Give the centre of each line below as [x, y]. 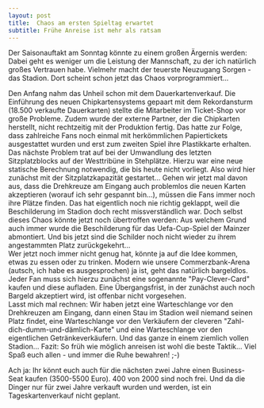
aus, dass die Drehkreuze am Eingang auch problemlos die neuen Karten [127, 187]
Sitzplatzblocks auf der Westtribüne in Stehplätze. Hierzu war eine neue [126, 161]
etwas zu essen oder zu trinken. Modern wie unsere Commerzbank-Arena [129, 262]
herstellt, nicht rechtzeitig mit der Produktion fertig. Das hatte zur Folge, [125, 127]
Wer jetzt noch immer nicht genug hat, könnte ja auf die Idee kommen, [123, 254]
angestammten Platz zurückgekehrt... [69, 245]
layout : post [30, 15]
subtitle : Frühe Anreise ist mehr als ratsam [84, 30]
